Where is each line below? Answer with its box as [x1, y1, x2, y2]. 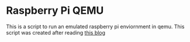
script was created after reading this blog [6, 29, 106, 36]
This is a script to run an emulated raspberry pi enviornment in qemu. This [6, 23, 185, 30]
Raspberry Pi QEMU [6, 4, 104, 17]
